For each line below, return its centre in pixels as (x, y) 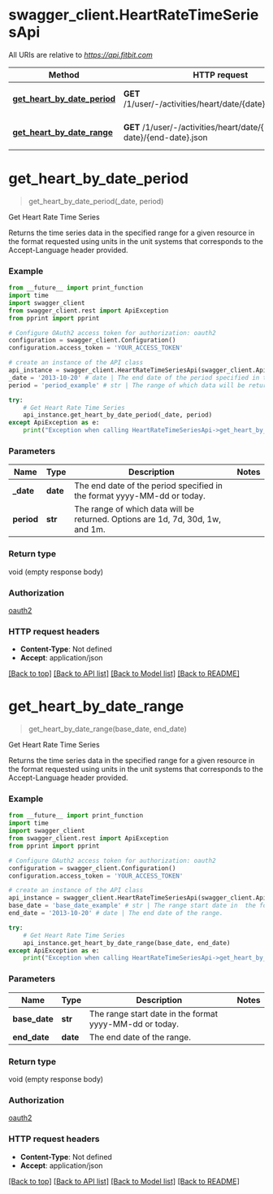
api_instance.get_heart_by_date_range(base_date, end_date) (127, 943)
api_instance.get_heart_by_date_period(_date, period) (118, 415)
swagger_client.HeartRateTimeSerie (134, 15)
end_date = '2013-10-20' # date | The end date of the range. (116, 913)
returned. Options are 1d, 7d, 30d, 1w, (148, 520)
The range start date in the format (154, 1013)
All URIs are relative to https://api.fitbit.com (80, 54)
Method (64, 75)
